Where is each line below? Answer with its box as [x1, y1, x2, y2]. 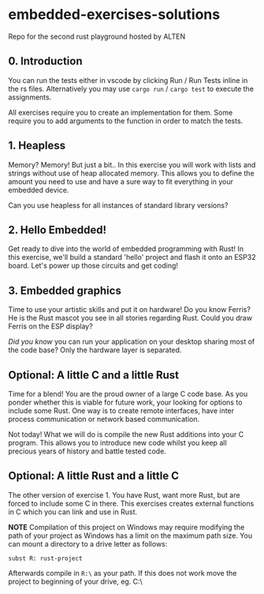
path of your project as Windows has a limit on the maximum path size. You [8, 531, 253, 540]
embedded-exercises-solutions [8, 6, 221, 24]
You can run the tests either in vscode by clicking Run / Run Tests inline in [8, 75, 248, 85]
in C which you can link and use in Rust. [8, 507, 138, 517]
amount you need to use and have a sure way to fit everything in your [8, 176, 234, 186]
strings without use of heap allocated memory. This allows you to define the [8, 168, 255, 178]
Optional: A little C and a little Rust [8, 368, 180, 382]
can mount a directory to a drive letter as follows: [8, 539, 168, 548]
